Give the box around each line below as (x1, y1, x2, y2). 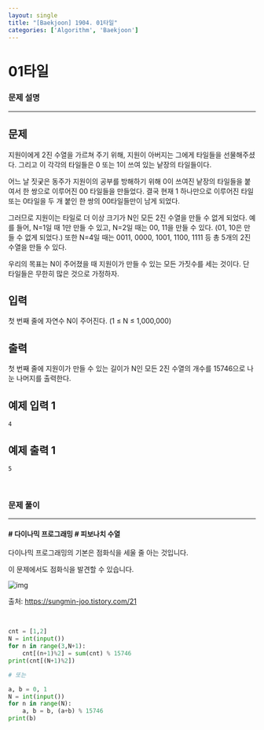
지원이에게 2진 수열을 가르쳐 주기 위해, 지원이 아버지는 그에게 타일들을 (8, 150, 222, 160)
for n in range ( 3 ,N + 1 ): (8, 642, 86, 651)
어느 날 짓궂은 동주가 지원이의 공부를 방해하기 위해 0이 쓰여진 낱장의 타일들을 (8, 176, 244, 185)
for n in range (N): (8, 700, 72, 708)
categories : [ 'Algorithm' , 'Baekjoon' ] (8, 26, 139, 34)
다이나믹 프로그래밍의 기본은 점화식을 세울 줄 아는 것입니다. (8, 548, 189, 558)
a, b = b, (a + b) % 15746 (22, 707, 104, 715)
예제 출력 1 (8, 443, 57, 457)
